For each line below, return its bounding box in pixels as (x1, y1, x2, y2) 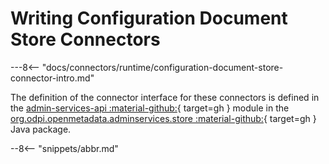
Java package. (10, 123, 72, 135)
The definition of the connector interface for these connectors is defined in (10, 91, 320, 103)
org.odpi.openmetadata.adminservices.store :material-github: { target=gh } (10, 112, 317, 124)
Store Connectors (10, 28, 161, 51)
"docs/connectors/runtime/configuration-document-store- (41, 61, 284, 73)
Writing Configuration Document (10, 7, 288, 30)
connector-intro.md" (10, 72, 95, 84)
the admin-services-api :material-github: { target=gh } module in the (10, 102, 290, 114)
